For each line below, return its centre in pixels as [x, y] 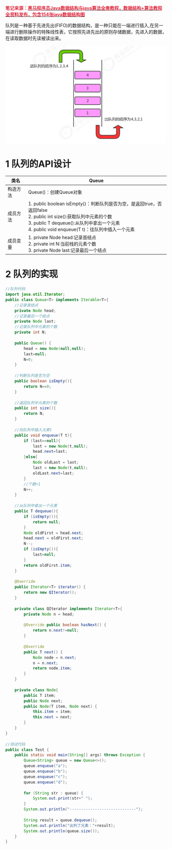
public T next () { [43, 652]
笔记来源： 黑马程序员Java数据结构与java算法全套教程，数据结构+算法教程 [84, 8]
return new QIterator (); [50, 593]
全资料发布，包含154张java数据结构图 [45, 14]
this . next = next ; [52, 717]
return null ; [46, 522]
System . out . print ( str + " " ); [63, 799]
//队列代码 [15, 289]
